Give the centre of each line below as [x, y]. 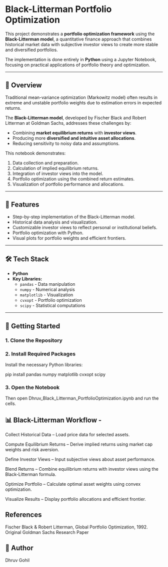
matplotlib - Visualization [46, 295]
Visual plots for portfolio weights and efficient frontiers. [69, 238]
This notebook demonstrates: [35, 153]
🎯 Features [22, 205]
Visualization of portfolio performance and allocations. [68, 184]
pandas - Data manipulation [47, 284]
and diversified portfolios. [32, 50]
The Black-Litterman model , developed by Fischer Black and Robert [76, 118]
